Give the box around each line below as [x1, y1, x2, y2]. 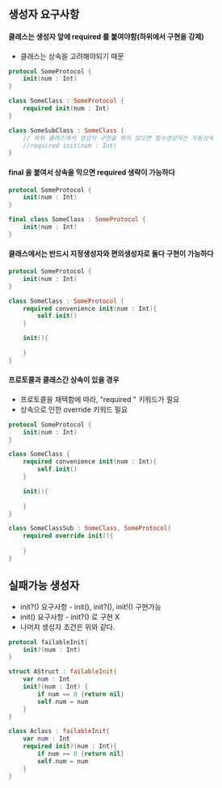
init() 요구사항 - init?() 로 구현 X [19, 612, 120, 622]
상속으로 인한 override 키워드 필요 [19, 404, 128, 414]
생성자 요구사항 [8, 7, 80, 22]
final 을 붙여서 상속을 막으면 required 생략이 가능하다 [8, 167, 175, 177]
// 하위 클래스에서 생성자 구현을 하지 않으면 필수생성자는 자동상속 [23, 134, 214, 142]
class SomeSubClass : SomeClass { [8, 126, 125, 135]
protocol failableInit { [8, 638, 89, 646]
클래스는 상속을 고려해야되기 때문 [19, 51, 124, 61]
